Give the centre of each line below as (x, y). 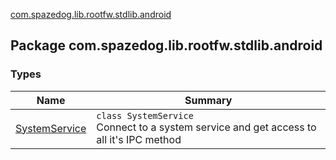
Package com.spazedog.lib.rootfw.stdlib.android (166, 45)
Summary (208, 100)
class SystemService (145, 115)
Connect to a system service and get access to (206, 127)
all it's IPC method (139, 139)
